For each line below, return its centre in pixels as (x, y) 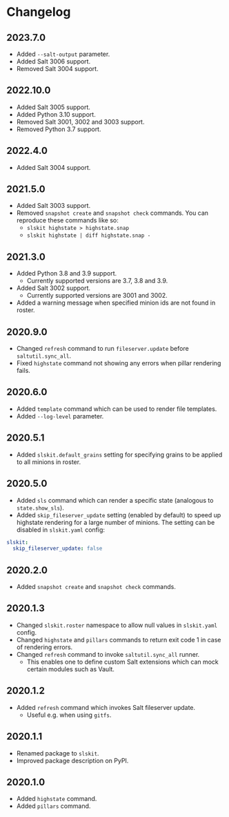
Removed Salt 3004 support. (57, 69)
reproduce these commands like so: (67, 220)
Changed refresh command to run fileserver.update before (102, 349)
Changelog (39, 12)
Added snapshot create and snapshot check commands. (96, 587)
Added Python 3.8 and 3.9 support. (67, 273)
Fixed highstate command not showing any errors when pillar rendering (119, 363)
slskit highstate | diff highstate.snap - (89, 236)
